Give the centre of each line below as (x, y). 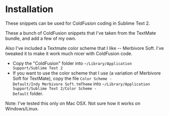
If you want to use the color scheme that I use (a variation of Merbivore (87, 73)
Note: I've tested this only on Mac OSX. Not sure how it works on (73, 103)
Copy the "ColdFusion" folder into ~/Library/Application (72, 63)
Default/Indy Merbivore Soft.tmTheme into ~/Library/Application (81, 84)
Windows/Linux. (22, 108)
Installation (29, 9)
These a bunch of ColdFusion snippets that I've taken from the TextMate (81, 33)
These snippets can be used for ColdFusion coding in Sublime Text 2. (78, 23)
